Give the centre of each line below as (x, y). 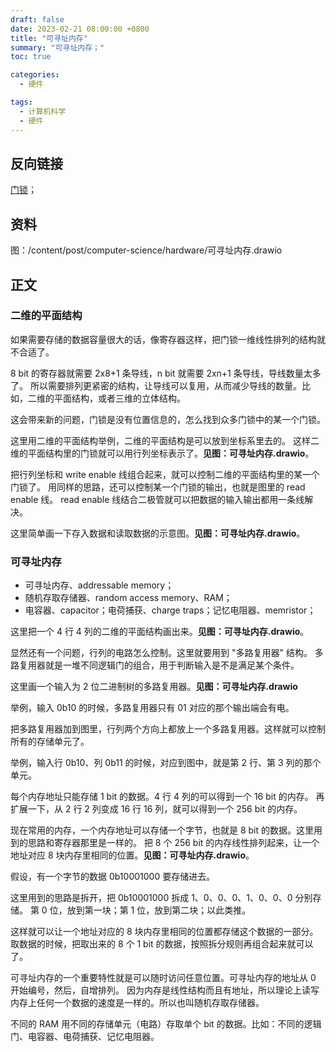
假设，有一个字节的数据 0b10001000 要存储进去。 (113, 877)
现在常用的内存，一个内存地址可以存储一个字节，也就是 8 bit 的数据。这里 (162, 830)
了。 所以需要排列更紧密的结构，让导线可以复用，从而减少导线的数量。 (156, 385)
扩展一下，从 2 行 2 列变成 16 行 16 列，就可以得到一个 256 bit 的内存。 (156, 809)
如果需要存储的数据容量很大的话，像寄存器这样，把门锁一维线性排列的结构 (163, 339)
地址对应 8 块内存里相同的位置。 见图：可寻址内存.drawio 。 (132, 855)
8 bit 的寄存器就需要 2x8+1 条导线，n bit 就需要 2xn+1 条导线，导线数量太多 (166, 373)
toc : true (31, 57)
